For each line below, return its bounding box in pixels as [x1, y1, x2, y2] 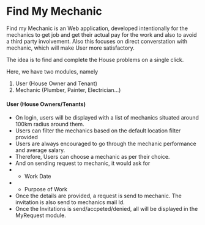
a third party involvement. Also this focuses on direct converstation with [6, 37, 188, 45]
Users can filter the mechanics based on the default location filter [15, 127, 181, 134]
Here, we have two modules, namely [6, 67, 99, 75]
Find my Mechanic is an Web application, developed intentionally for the [6, 25, 188, 32]
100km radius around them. [15, 121, 84, 128]
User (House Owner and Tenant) [15, 80, 98, 87]
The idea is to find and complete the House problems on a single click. [6, 56, 184, 63]
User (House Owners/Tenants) [6, 100, 86, 108]
